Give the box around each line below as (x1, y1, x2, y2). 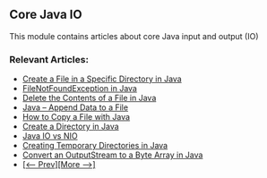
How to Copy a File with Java (22, 112, 131, 123)
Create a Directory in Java (22, 121, 119, 132)
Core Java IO (9, 7, 82, 22)
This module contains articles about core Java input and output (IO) (9, 30, 259, 41)
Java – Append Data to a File (22, 102, 128, 113)
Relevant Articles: (9, 53, 90, 65)
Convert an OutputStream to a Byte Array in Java (22, 149, 203, 160)
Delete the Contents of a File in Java (22, 93, 157, 104)
